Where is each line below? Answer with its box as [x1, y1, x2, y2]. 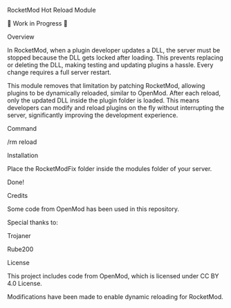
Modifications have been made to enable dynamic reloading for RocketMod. [7, 293, 223, 300]
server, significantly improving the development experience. [7, 111, 178, 119]
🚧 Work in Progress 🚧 [7, 19, 68, 27]
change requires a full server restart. [7, 69, 112, 76]
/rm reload [7, 138, 37, 146]
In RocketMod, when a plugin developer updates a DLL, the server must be [7, 46, 221, 54]
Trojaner [7, 232, 31, 239]
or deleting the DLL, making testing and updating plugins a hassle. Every [7, 61, 214, 69]
